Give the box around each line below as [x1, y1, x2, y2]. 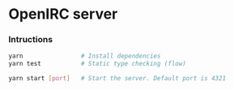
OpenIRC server [8, 5, 118, 24]
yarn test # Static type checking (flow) [8, 60, 186, 68]
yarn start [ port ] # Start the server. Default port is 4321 [8, 75, 227, 83]
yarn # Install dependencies [8, 52, 161, 61]
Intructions [8, 34, 53, 45]
